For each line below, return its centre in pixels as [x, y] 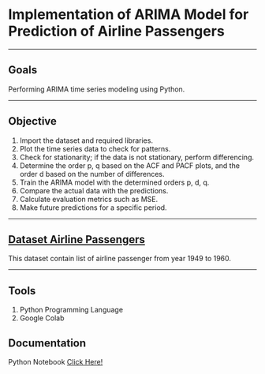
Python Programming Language [71, 310]
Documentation [47, 343]
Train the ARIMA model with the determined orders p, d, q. [114, 182]
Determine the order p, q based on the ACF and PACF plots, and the [130, 165]
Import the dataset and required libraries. [86, 140]
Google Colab [42, 318]
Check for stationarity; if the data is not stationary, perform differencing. [137, 157]
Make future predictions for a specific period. [93, 208]
